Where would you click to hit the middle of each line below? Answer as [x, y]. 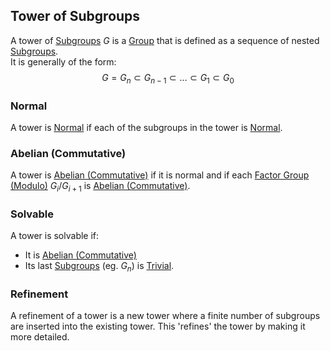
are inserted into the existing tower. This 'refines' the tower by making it [158, 326]
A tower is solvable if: [55, 236]
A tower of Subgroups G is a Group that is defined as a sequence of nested [165, 40]
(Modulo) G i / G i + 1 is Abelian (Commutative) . [100, 187]
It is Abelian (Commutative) [80, 255]
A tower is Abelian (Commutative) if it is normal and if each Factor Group [160, 175]
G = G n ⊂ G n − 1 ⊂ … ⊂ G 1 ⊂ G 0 [168, 78]
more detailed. [40, 337]
